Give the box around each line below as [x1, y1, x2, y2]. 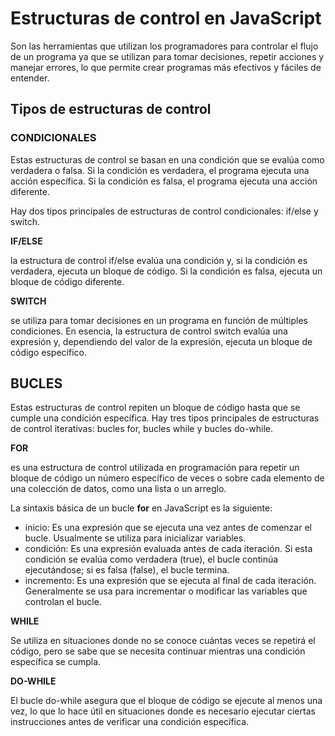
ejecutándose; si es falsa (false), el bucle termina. [24, 564, 230, 576]
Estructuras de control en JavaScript [10, 7, 322, 30]
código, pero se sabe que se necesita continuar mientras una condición [10, 645, 306, 657]
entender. [10, 72, 50, 84]
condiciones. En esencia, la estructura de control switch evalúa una [10, 325, 288, 337]
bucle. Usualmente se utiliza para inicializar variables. [24, 532, 247, 544]
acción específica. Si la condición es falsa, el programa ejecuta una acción [10, 175, 318, 187]
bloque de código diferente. [10, 275, 125, 287]
